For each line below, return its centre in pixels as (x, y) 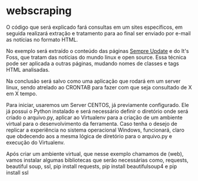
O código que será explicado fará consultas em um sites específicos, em (94, 27)
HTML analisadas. (28, 69)
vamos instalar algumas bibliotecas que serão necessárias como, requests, (97, 160)
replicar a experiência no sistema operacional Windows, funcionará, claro (95, 130)
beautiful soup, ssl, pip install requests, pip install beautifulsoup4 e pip (92, 166)
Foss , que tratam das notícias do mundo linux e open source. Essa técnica (96, 57)
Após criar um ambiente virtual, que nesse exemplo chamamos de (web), (95, 153)
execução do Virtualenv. (36, 142)
